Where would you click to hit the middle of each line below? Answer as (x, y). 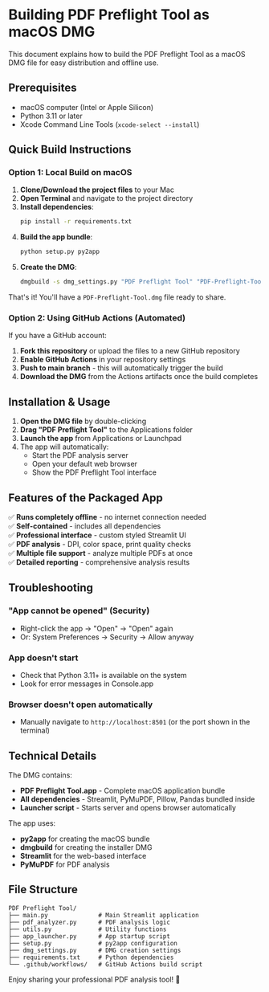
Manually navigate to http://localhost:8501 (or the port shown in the (135, 722)
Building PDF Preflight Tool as (109, 15)
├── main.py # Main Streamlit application (104, 915)
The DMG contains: (40, 775)
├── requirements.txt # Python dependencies (91, 957)
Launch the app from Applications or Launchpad (101, 439)
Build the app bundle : (56, 237)
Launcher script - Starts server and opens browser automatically (128, 808)
